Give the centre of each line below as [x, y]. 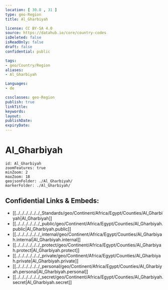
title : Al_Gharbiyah [27, 19]
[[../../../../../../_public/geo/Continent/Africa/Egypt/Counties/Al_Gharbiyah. [88, 223]
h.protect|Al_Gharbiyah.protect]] [46, 250]
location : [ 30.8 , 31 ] [31, 10]
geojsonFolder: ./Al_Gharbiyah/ [39, 181]
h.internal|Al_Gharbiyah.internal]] [47, 239]
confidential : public [28, 51]
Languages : [17, 84]
